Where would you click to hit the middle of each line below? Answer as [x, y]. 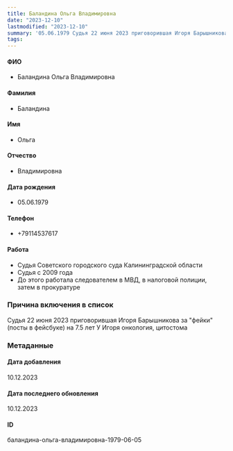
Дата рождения [31, 187]
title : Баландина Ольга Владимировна [62, 14]
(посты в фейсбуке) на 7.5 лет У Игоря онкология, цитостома [97, 327]
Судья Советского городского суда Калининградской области [110, 265]
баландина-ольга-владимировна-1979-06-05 [75, 440]
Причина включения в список [60, 305]
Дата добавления [34, 362]
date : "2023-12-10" [35, 20]
